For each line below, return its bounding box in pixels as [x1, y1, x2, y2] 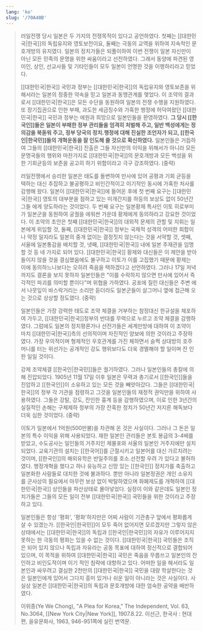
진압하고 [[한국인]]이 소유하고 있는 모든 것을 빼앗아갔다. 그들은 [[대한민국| [20, 381, 195, 388]
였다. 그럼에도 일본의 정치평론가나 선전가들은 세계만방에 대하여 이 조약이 [20, 322, 191, 330]
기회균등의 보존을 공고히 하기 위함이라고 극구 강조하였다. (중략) [27, 159, 176, 166]
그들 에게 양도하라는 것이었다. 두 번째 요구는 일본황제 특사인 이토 [20, 202, 173, 210]
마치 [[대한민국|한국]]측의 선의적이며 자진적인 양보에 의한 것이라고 [20, 330, 177, 337]
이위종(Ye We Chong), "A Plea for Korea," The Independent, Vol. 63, [20, 602, 190, 610]
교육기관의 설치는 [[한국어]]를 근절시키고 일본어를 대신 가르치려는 [38, 447, 193, 454]
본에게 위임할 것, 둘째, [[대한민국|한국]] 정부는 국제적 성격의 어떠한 [20, 225, 178, 233]
